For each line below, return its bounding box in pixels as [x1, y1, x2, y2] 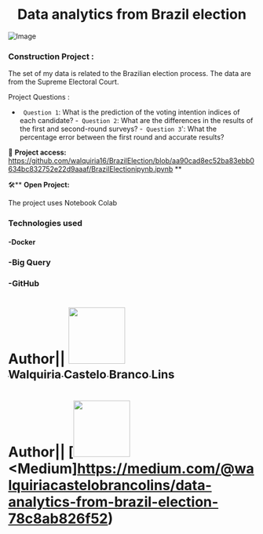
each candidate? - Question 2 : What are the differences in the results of [19, 116, 254, 125]
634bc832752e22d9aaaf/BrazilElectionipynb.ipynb [8, 165, 174, 174]
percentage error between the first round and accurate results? [19, 133, 225, 142]
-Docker [8, 237, 36, 246]
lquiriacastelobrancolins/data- [8, 476, 212, 494]
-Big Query [8, 256, 51, 267]
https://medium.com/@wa [77, 460, 254, 478]
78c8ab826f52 [8, 510, 108, 527]
